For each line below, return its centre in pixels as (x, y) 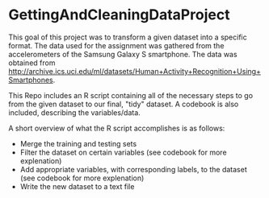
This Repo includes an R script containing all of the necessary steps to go (130, 95)
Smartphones (31, 80)
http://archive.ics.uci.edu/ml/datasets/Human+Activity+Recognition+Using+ (134, 71)
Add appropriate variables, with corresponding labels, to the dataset (134, 169)
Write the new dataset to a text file (77, 186)
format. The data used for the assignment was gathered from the (116, 45)
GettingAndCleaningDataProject (119, 15)
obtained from (32, 63)
